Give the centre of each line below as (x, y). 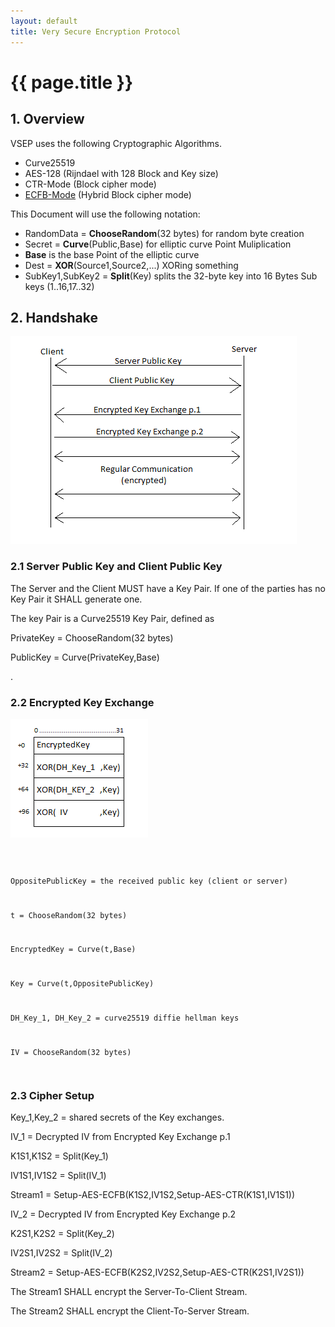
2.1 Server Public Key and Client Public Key (116, 567)
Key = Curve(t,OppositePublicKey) (82, 984)
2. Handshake (54, 317)
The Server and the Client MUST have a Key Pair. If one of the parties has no (168, 588)
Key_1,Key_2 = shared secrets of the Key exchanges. (117, 1117)
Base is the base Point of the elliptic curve (112, 254)
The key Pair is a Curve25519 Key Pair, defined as (112, 618)
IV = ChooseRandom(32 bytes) (71, 1052)
